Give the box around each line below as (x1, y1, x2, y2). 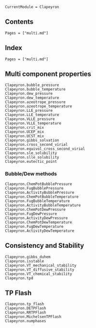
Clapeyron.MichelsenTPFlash (5, 314, 62, 319)
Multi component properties (5, 70, 92, 78)
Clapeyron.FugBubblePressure (5, 186, 64, 190)
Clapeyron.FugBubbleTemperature (5, 198, 70, 204)
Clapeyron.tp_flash (5, 302, 44, 307)
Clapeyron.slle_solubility (5, 155, 59, 160)
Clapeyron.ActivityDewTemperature (5, 228, 75, 233)
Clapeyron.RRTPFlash (5, 310, 47, 315)
